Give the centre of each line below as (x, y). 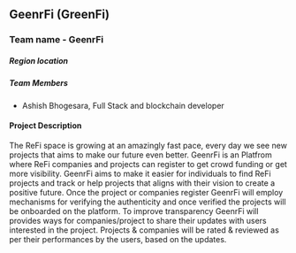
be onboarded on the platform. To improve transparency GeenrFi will (134, 211)
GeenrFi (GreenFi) (60, 15)
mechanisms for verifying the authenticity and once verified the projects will (148, 202)
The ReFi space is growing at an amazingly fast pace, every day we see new (148, 145)
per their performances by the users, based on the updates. (118, 239)
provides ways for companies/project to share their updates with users (138, 220)
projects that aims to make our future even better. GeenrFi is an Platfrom (140, 155)
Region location (39, 60)
